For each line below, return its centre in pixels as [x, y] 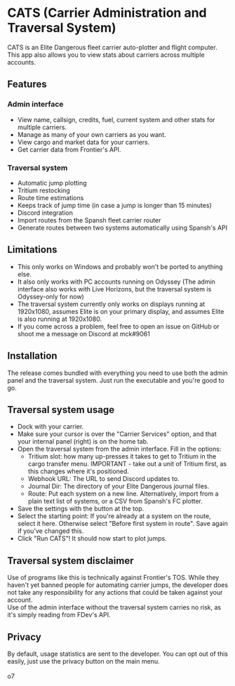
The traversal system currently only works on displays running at [111, 304]
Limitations [32, 250]
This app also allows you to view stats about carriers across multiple [106, 55]
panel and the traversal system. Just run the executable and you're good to [116, 380]
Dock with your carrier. [51, 427]
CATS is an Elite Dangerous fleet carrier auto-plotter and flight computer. [112, 47]
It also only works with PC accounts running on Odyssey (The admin [116, 282]
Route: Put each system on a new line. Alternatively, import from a [123, 494]
